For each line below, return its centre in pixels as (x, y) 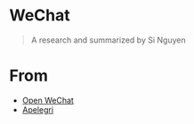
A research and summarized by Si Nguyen (108, 40)
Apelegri (38, 109)
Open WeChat (48, 100)
